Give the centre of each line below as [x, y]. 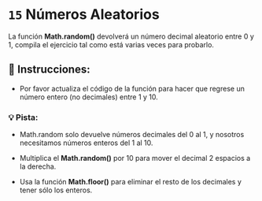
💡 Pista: [23, 117]
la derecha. [38, 166]
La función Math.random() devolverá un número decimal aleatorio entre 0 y [131, 36]
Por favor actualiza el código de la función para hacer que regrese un [132, 88]
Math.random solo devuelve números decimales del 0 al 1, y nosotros [132, 135]
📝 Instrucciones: [49, 70]
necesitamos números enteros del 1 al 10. [86, 143]
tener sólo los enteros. [56, 190]
